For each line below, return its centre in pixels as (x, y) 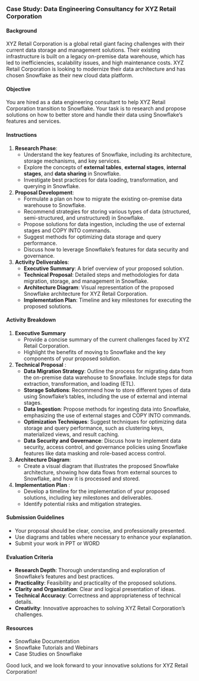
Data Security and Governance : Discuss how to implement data (102, 441)
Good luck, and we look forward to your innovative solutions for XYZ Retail (97, 666)
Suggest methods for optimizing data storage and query (92, 236)
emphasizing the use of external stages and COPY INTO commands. (107, 415)
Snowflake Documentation (47, 641)
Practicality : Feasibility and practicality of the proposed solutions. (96, 583)
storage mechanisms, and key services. (72, 161)
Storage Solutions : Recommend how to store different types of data (107, 390)
